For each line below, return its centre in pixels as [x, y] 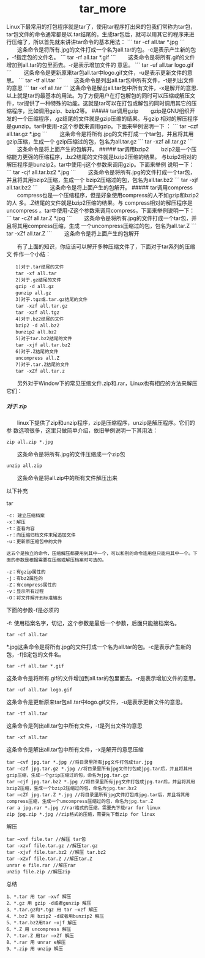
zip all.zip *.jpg [30, 442]
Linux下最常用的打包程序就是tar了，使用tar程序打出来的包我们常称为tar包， [101, 26]
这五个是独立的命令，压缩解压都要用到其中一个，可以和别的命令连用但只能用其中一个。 [100, 553]
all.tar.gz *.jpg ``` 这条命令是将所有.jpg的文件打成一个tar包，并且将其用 [100, 134]
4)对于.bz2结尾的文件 [39, 319]
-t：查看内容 [20, 528]
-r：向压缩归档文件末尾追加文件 [41, 535]
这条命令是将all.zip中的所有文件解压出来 [67, 477]
